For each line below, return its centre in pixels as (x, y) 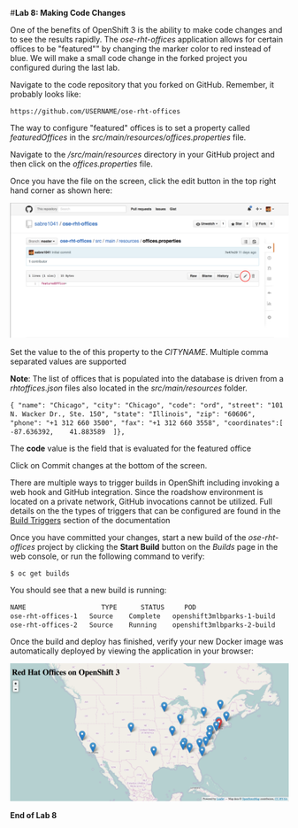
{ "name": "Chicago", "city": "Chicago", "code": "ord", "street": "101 (147, 406)
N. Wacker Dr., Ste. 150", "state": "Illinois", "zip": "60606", (133, 414)
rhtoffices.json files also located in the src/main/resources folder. (129, 388)
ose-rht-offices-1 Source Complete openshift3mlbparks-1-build (143, 616)
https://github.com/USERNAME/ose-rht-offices (95, 112)
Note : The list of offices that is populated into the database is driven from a (147, 379)
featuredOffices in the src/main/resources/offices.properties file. (128, 137)
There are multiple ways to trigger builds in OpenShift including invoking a (145, 483)
